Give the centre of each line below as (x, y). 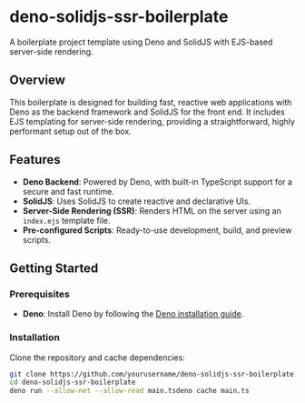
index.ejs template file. (66, 220)
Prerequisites (39, 294)
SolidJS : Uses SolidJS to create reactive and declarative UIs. (137, 201)
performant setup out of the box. (70, 131)
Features (35, 160)
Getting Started (54, 268)
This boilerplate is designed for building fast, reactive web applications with (151, 102)
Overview (38, 81)
